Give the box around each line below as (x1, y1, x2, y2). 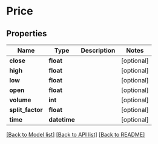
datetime (48, 116, 75, 123)
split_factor (9, 106, 43, 114)
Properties (6, 28, 47, 39)
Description (81, 47, 116, 54)
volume (9, 96, 31, 104)
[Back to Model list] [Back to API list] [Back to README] (6, 131, 145, 138)
